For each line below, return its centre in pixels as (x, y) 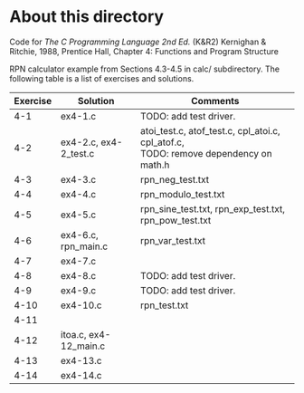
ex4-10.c (81, 305)
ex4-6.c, (80, 235)
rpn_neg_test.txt (175, 179)
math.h (155, 165)
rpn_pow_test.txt (176, 220)
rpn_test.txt (164, 305)
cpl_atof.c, (162, 142)
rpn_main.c (84, 246)
